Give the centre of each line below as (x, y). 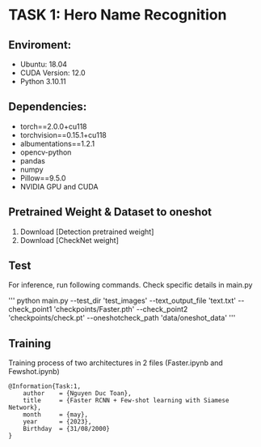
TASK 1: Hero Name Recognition (118, 15)
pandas (33, 160)
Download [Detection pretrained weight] (87, 232)
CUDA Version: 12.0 (53, 73)
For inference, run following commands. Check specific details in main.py (130, 285)
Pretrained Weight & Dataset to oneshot (110, 212)
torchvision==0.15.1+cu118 (63, 134)
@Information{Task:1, (45, 386)
